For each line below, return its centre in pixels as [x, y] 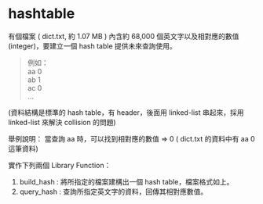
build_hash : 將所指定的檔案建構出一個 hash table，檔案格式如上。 [126, 181]
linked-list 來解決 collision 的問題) [62, 122]
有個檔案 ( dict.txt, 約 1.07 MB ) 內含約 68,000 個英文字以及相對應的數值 [124, 36]
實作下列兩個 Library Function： [60, 165]
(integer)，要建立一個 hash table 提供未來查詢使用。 [92, 46]
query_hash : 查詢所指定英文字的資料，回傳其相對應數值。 [113, 191]
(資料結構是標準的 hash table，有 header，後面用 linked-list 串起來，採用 [126, 112]
